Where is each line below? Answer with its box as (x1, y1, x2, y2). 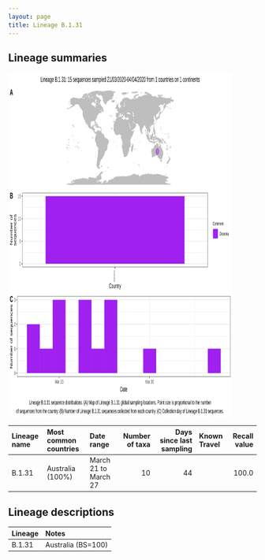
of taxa (126, 439, 151, 449)
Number (123, 432, 151, 441)
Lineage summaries (8, 51, 108, 65)
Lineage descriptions (8, 505, 114, 519)
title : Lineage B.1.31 (8, 20, 83, 29)
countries (47, 443, 80, 453)
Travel (199, 439, 221, 449)
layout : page (8, 13, 51, 20)
